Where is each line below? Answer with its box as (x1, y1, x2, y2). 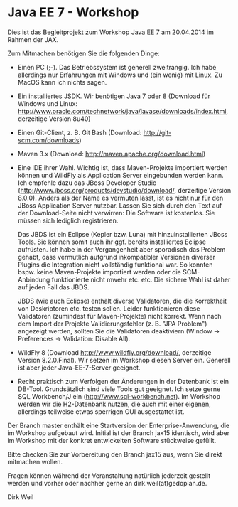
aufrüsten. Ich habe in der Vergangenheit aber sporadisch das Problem (17, 245, 226, 253)
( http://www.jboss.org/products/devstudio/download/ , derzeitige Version (17, 186, 232, 194)
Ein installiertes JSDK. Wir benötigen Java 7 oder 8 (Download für (17, 92, 211, 100)
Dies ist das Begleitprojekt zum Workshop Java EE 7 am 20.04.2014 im (7, 28, 215, 36)
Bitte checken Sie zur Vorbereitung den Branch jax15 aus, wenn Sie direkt (7, 449, 222, 459)
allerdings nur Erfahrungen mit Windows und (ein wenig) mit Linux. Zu (17, 70, 222, 79)
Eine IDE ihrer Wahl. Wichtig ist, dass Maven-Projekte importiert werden (17, 163, 228, 171)
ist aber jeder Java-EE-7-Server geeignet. (17, 363, 141, 372)
